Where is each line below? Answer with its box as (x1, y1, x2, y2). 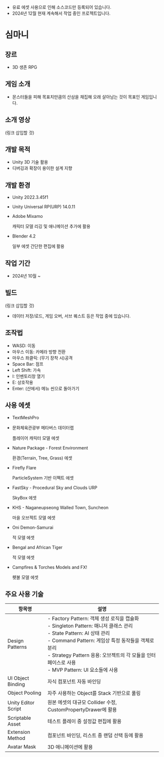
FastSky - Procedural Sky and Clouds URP (12, 484, 98, 491)
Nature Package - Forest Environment (12, 445, 88, 450)
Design (7, 638, 24, 644)
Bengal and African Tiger (12, 544, 63, 550)
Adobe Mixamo (12, 213, 43, 219)
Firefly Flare (12, 465, 37, 471)
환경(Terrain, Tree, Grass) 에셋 (12, 455, 72, 461)
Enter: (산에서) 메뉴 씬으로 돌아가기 (12, 385, 80, 391)
